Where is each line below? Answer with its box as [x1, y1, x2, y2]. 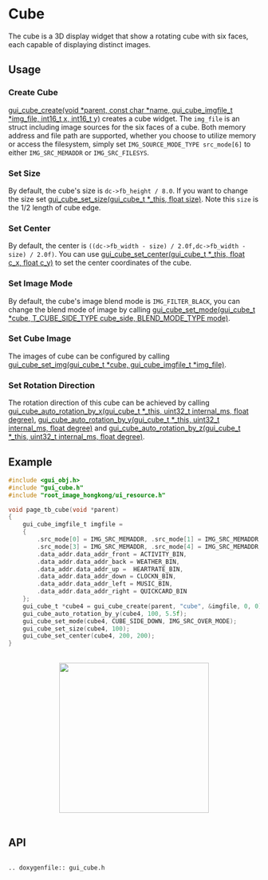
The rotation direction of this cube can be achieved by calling [8, 398, 210, 408]
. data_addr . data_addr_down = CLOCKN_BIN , [37, 573, 177, 581]
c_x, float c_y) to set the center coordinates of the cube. [8, 258, 192, 268]
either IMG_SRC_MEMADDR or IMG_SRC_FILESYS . [8, 147, 150, 157]
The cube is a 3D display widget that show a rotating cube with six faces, [8, 31, 249, 41]
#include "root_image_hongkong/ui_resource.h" [8, 491, 166, 499]
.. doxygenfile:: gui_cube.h [8, 863, 105, 872]
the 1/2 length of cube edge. [8, 202, 101, 212]
